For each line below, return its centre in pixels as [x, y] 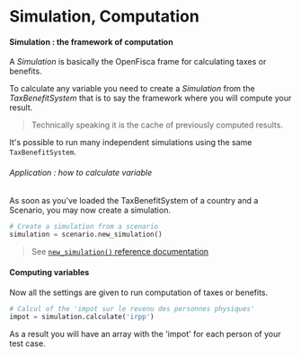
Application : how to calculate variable [81, 172]
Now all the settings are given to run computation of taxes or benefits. [139, 292]
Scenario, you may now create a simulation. [90, 210]
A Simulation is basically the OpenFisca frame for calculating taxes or [138, 62]
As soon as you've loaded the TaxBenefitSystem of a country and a [134, 200]
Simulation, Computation [104, 17]
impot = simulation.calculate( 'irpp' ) [82, 317]
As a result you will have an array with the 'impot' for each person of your [145, 334]
